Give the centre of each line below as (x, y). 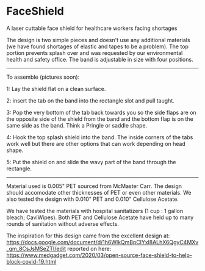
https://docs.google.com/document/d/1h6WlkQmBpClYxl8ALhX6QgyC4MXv (103, 242)
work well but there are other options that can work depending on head (96, 143)
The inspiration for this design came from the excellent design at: (88, 236)
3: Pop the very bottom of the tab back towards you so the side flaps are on (101, 112)
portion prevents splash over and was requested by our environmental (95, 52)
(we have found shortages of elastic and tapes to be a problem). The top (98, 46)
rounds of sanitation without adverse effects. (63, 223)
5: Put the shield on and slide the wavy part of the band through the (91, 162)
